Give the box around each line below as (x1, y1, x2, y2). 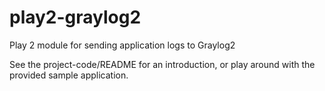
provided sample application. (9, 69, 129, 81)
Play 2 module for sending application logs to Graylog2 (9, 39, 236, 51)
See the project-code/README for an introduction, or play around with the (9, 58, 316, 70)
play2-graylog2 (9, 6, 142, 29)
